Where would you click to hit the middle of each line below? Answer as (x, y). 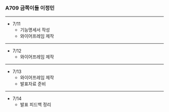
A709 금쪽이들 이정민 (30, 8)
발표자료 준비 (33, 84)
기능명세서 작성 (35, 30)
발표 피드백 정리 (35, 104)
